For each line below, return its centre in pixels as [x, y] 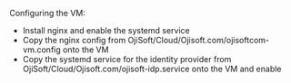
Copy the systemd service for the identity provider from [127, 59]
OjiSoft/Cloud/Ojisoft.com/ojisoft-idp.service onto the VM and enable [152, 69]
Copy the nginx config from [74, 40]
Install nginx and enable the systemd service [106, 30]
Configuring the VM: [48, 13]
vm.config [41, 50]
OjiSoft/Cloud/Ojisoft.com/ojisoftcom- [199, 40]
